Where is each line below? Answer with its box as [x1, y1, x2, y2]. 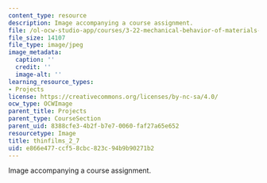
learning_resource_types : [8, 78, 94, 86]
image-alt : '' [15, 71, 62, 78]
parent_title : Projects [8, 108, 87, 116]
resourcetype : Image [8, 129, 77, 137]
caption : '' [15, 56, 56, 64]
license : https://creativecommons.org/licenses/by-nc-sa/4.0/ [8, 93, 219, 101]
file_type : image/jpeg [8, 41, 83, 49]
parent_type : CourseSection [8, 115, 102, 123]
